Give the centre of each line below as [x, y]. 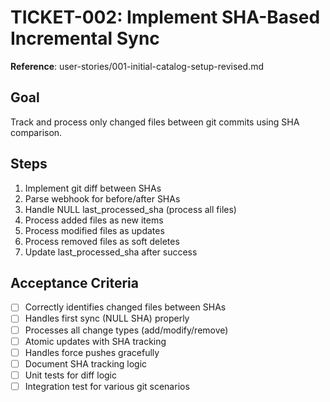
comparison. [36, 132]
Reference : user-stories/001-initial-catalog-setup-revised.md [137, 66]
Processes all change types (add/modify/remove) [126, 330]
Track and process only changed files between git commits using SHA [155, 122]
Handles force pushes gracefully [92, 352]
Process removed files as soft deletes [102, 241]
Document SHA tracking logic [86, 363]
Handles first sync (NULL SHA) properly [107, 318]
